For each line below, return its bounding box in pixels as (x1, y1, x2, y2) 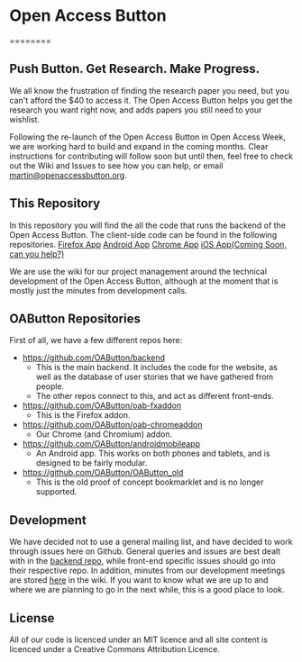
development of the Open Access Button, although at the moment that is (9, 276, 279, 286)
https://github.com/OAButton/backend (22, 352, 165, 363)
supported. (35, 486, 78, 497)
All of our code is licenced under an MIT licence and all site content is (9, 634, 269, 645)
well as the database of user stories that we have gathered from (35, 371, 274, 383)
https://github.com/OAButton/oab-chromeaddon (22, 420, 203, 431)
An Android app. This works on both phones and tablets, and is (35, 448, 270, 459)
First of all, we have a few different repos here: (9, 335, 183, 346)
